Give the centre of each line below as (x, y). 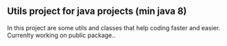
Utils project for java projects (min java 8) (97, 11)
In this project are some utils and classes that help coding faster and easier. (114, 27)
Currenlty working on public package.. (61, 35)
